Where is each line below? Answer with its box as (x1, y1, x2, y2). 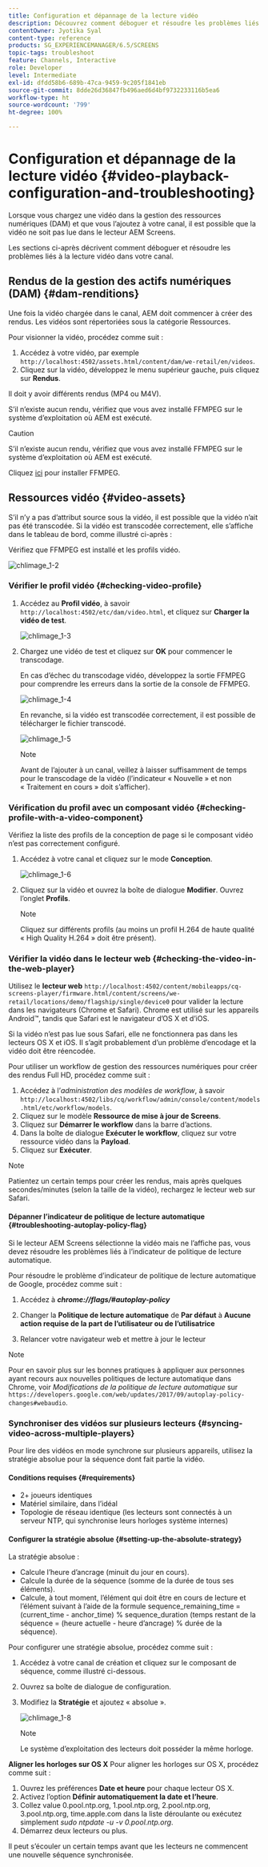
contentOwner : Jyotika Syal (8, 26, 102, 34)
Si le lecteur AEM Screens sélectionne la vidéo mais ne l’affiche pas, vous (8, 1238, 251, 1248)
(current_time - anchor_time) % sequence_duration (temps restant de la (19, 1610, 256, 1620)
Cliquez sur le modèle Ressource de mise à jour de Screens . (19, 1112, 222, 1121)
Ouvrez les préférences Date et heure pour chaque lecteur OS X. (19, 1784, 234, 1793)
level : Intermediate (8, 71, 78, 79)
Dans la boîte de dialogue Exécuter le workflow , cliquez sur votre (19, 1128, 238, 1138)
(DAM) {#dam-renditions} (8, 287, 140, 301)
